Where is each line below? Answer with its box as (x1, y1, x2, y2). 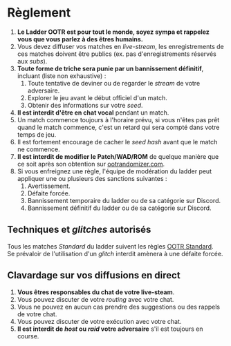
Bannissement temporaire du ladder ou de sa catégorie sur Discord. (27, 196, 221, 204)
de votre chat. (17, 309, 57, 318)
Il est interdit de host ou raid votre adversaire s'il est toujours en (17, 325, 203, 333)
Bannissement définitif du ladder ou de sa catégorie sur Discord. (27, 204, 212, 212)
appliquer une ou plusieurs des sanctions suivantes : (17, 174, 167, 182)
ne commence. (17, 145, 60, 153)
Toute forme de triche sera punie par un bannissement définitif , (17, 64, 204, 73)
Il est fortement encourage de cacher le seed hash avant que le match (17, 137, 218, 146)
